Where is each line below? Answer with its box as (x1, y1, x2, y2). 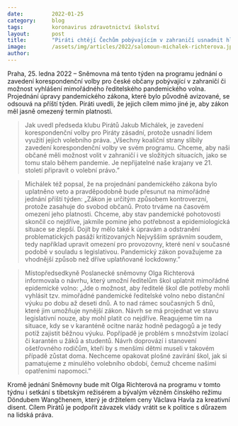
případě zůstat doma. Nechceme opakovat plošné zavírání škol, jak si (24, 352, 227, 360)
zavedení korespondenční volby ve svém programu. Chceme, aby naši (24, 143, 230, 152)
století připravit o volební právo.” (24, 166, 120, 174)
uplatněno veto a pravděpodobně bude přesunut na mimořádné (24, 187, 210, 196)
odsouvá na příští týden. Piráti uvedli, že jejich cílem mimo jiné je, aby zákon (7, 99, 229, 108)
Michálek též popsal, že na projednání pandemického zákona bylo (24, 179, 217, 188)
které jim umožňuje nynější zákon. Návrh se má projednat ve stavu (24, 306, 219, 315)
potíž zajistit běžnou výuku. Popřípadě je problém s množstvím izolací (24, 329, 229, 337)
